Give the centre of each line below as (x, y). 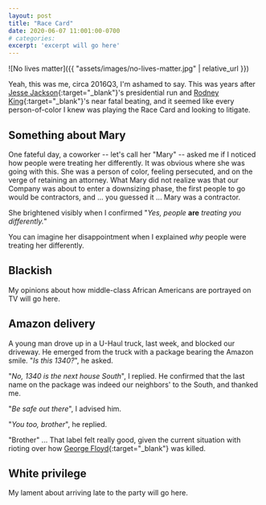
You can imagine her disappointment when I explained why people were (127, 236)
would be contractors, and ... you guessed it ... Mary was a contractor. (125, 197)
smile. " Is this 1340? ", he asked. (61, 360)
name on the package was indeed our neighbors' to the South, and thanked (133, 384)
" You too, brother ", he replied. (58, 424)
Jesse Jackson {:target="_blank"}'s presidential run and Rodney (114, 92)
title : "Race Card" (41, 23)
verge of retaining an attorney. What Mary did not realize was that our (124, 180)
